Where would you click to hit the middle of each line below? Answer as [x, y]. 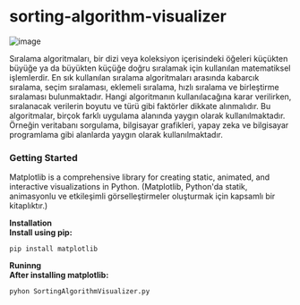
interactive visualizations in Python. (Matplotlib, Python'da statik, [129, 187]
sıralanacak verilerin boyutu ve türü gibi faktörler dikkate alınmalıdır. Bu [140, 106]
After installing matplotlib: [59, 275]
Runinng [26, 266]
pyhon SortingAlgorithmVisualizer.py [80, 292]
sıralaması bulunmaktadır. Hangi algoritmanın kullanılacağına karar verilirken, [150, 97]
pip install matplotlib [54, 249]
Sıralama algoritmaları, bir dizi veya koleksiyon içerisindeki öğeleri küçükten [149, 58]
